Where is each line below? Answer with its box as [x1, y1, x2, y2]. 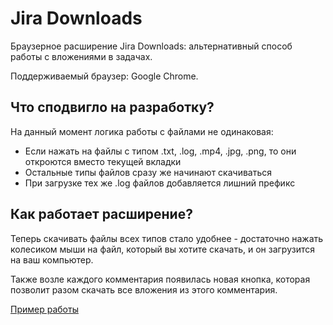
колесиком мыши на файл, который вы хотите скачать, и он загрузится [10, 243, 315, 255]
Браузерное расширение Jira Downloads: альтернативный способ [10, 40, 293, 52]
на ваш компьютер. [10, 253, 94, 266]
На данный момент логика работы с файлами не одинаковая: [10, 125, 274, 137]
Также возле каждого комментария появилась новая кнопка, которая [10, 273, 311, 285]
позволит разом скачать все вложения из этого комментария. [10, 283, 278, 296]
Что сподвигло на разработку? [10, 99, 215, 116]
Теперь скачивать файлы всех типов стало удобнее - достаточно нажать [10, 232, 324, 244]
